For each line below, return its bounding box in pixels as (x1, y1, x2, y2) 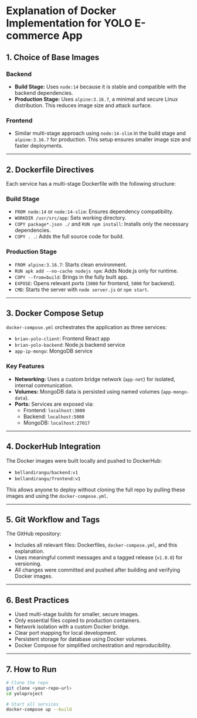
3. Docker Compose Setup (6, 308, 104, 318)
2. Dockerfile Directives (6, 165, 94, 175)
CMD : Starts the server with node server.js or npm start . (14, 286, 149, 293)
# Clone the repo (6, 679, 49, 686)
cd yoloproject (6, 690, 43, 696)
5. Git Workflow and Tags (6, 514, 100, 525)
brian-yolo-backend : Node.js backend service (14, 341, 125, 348)
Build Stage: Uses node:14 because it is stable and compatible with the (14, 83, 186, 90)
